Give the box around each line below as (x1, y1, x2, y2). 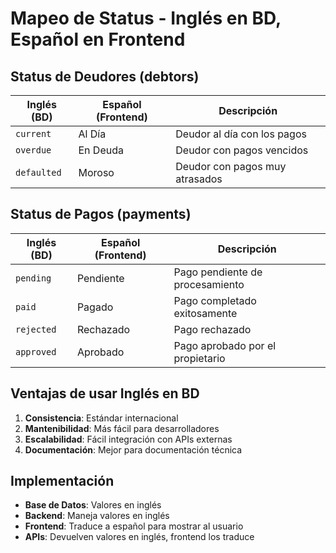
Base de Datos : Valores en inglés (24, 499, 162, 511)
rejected (15, 323, 57, 335)
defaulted (15, 167, 62, 178)
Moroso (78, 166, 115, 179)
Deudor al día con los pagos (175, 127, 307, 141)
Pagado (76, 300, 114, 314)
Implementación (10, 473, 115, 490)
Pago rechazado (173, 322, 252, 336)
